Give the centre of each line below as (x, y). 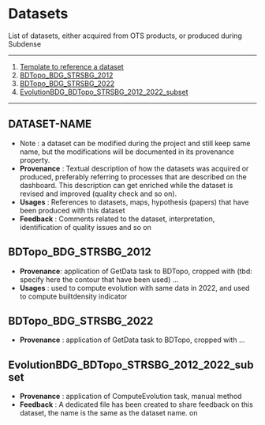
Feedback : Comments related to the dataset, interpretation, (117, 219)
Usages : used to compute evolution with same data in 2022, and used (134, 288)
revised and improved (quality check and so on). (98, 194)
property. (35, 160)
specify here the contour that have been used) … (99, 279)
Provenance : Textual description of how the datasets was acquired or (134, 168)
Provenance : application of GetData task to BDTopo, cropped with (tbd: (136, 271)
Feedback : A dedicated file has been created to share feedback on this (136, 404)
